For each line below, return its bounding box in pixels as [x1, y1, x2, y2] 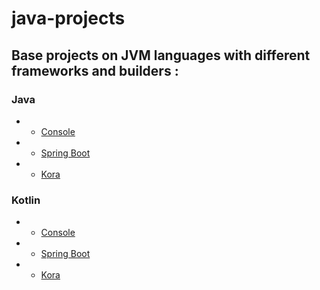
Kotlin [11, 193, 41, 207]
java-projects [11, 7, 126, 30]
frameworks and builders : [11, 62, 179, 79]
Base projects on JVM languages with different [11, 47, 311, 64]
